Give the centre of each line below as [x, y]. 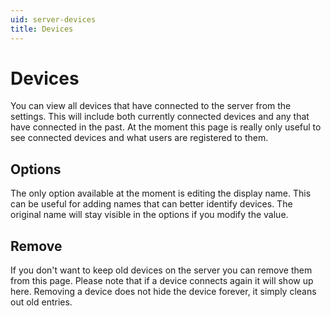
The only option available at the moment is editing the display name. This [161, 193]
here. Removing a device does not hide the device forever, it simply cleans [163, 292]
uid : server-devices [53, 19]
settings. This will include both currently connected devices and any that [160, 117]
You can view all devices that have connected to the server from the [151, 106]
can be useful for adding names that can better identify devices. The [151, 204]
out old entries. [41, 302]
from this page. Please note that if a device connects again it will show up [162, 281]
